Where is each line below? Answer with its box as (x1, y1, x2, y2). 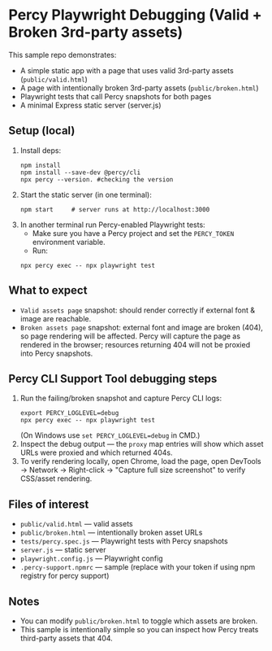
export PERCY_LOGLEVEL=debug (19, 409, 119, 417)
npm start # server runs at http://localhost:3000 (19, 205, 210, 213)
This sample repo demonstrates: (8, 50, 117, 59)
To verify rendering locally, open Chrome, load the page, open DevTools (19, 457, 261, 466)
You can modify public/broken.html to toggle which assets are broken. (19, 616, 258, 626)
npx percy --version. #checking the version (19, 175, 174, 184)
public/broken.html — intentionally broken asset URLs (19, 527, 203, 538)
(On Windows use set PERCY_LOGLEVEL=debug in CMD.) (19, 430, 201, 440)
